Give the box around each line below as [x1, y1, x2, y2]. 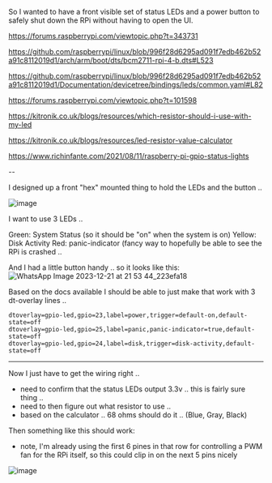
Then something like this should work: [8, 425, 135, 435]
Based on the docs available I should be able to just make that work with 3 [8, 287, 256, 297]
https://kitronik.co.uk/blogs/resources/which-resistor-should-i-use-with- [8, 111, 252, 121]
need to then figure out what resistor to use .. [19, 401, 172, 411]
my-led [8, 120, 32, 129]
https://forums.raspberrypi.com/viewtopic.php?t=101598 [8, 96, 198, 105]
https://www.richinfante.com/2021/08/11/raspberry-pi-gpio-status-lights [8, 152, 249, 160]
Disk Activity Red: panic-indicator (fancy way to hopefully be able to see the [8, 238, 262, 248]
